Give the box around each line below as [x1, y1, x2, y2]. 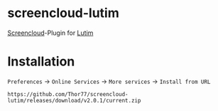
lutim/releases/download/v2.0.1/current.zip [7, 97, 141, 104]
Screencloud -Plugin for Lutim [7, 28, 94, 37]
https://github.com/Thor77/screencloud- [7, 90, 129, 97]
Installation [7, 53, 75, 70]
